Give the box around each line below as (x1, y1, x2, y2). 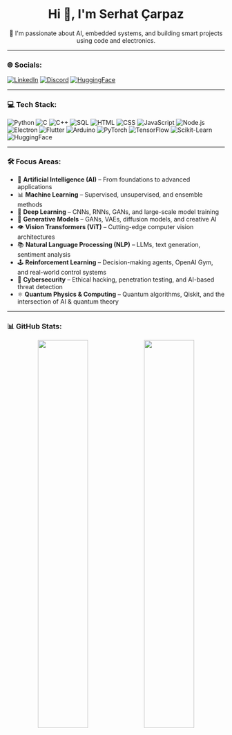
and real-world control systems (17, 268, 107, 276)
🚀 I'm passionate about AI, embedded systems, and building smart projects (9, 29, 223, 37)
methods (17, 200, 43, 208)
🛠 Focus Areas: (7, 157, 61, 166)
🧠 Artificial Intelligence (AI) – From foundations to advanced (17, 175, 191, 184)
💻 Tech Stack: (7, 100, 57, 110)
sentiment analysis (17, 250, 71, 258)
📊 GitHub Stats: (7, 321, 62, 331)
